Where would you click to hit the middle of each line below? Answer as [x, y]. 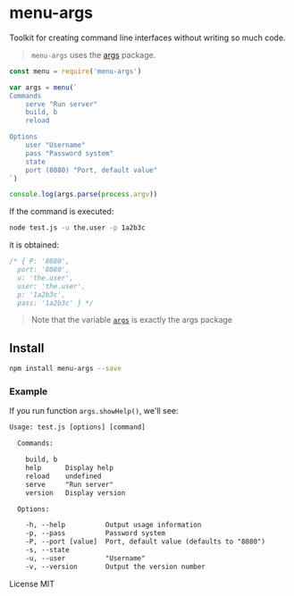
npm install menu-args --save [66, 369]
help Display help [70, 468]
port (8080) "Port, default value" [92, 170]
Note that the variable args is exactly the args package [131, 320]
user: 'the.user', [52, 286]
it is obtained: [34, 245]
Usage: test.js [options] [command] [77, 427]
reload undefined [63, 476]
